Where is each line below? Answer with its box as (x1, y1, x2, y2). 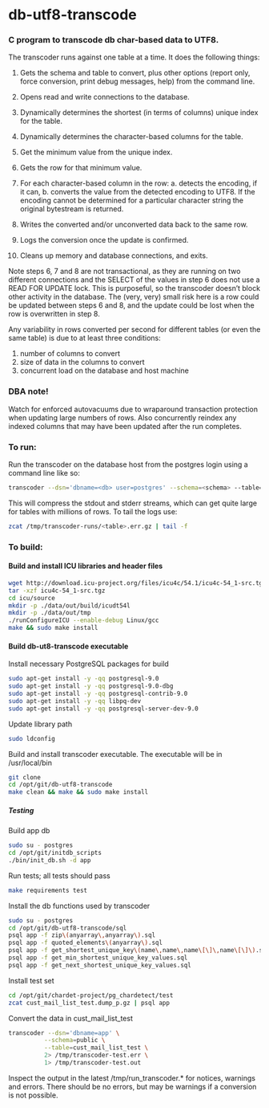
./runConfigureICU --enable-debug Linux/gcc (8, 616, 159, 624)
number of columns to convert (19, 349, 121, 358)
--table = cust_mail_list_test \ (43, 1044, 149, 1052)
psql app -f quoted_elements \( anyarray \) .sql (8, 938, 163, 947)
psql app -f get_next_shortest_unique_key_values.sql (8, 961, 192, 969)
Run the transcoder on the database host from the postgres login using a (8, 460, 248, 469)
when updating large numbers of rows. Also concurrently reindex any (8, 412, 237, 423)
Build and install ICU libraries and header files (8, 561, 163, 571)
